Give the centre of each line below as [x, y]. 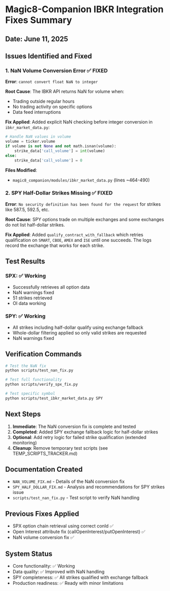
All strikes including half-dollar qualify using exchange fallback [78, 327]
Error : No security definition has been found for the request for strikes [83, 204]
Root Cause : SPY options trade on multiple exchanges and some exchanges [85, 219]
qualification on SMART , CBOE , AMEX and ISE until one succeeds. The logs [78, 240]
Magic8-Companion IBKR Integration [84, 9]
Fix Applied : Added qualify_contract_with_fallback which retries [74, 234]
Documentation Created [44, 469]
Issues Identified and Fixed [49, 56]
